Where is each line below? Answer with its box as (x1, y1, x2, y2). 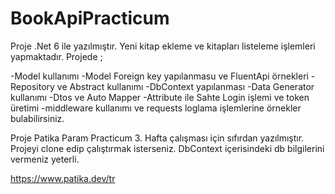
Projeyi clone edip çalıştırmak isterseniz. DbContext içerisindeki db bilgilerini (10, 142, 325, 154)
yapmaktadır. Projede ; (10, 50, 103, 62)
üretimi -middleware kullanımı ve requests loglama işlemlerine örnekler (10, 102, 302, 114)
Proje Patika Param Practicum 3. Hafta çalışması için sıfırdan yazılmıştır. (10, 132, 305, 144)
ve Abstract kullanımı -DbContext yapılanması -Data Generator (56, 80, 315, 92)
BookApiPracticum (10, 7, 170, 30)
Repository (10, 80, 55, 92)
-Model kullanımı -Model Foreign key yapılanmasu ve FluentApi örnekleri (10, 70, 309, 82)
